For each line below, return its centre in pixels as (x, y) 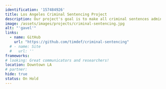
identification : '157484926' (35, 10)
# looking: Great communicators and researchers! (57, 60)
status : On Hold (22, 79)
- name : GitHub (25, 38)
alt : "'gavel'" (21, 28)
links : (12, 33)
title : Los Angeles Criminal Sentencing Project (56, 14)
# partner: (16, 70)
